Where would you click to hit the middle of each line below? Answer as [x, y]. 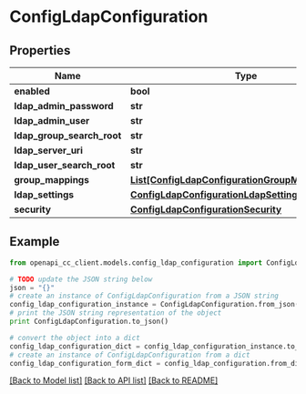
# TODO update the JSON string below [81, 279]
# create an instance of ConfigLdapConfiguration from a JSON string [144, 296]
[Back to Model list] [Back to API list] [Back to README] [114, 380]
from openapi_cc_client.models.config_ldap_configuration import [136, 263]
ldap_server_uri [49, 150]
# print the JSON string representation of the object [116, 313]
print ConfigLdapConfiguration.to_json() [89, 322]
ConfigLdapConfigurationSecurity [206, 209]
